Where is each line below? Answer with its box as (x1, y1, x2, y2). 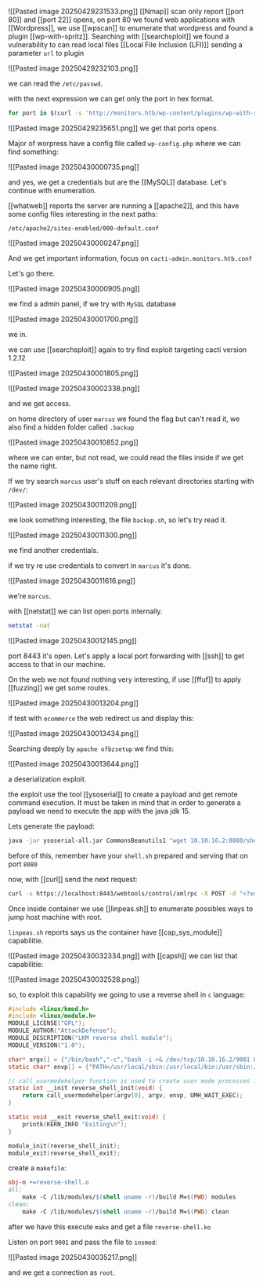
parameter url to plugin (8, 49, 85, 57)
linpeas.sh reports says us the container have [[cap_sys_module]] (8, 927, 223, 937)
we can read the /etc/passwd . (8, 79, 103, 88)
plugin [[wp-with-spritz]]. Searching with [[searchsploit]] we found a (8, 31, 229, 41)
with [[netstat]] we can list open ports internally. (8, 606, 163, 616)
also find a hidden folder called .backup (8, 422, 135, 431)
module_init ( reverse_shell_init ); (8, 1142, 121, 1150)
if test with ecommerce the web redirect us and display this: (8, 713, 194, 723)
